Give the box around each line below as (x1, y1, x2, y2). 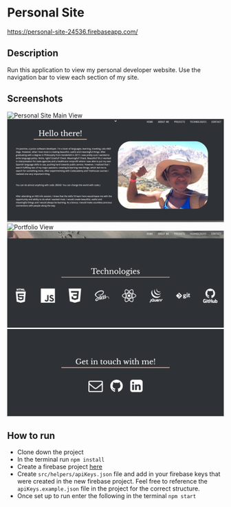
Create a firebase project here (16, 462, 103, 471)
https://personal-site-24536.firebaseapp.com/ (7, 27, 138, 36)
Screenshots (7, 93, 63, 104)
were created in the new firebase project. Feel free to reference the (16, 477, 208, 486)
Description (7, 47, 58, 59)
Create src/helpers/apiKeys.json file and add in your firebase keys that (16, 470, 221, 478)
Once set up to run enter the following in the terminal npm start (16, 492, 197, 500)
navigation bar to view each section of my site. (7, 73, 140, 81)
